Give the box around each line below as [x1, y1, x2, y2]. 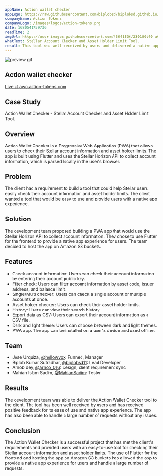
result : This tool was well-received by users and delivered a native [5, 43, 151, 48]
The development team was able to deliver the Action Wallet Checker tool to [5, 397, 157, 403]
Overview [5, 130, 35, 138]
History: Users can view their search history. [12, 307, 101, 312]
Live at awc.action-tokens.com [5, 84, 67, 90]
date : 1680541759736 [5, 25, 47, 30]
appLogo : [5, 12, 23, 17]
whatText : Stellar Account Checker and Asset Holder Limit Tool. [5, 39, 140, 44]
